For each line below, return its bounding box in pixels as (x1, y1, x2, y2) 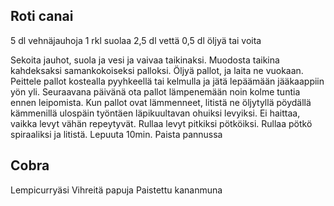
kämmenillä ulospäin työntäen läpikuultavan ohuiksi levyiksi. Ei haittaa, (10, 107, 301, 119)
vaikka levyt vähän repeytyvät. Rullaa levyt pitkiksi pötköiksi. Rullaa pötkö (10, 117, 313, 129)
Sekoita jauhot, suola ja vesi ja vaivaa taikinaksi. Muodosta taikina (10, 54, 280, 66)
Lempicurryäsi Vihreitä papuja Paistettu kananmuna (10, 184, 223, 196)
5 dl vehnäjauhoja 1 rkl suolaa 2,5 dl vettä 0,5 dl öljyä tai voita (10, 34, 262, 46)
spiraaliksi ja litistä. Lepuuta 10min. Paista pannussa (10, 128, 223, 140)
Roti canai (10, 8, 74, 25)
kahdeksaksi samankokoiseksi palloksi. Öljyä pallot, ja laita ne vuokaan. (10, 64, 304, 76)
